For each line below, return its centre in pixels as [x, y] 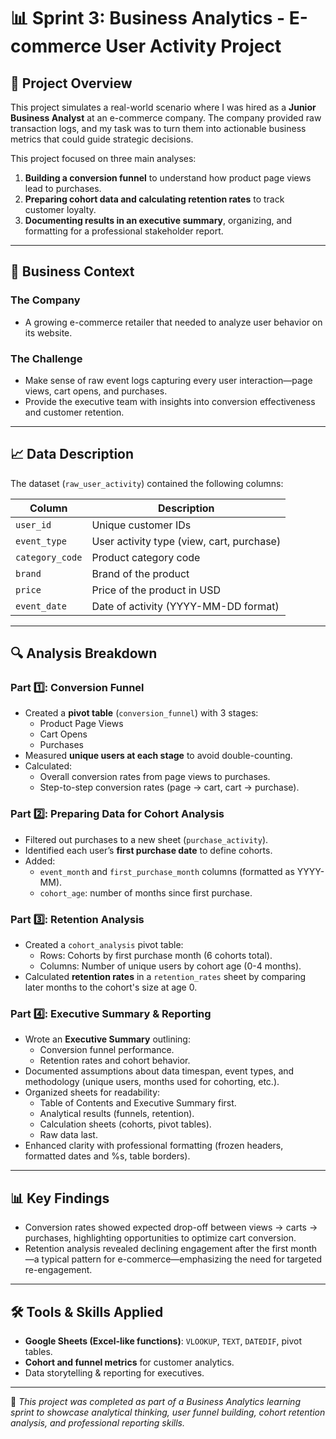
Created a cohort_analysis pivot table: [104, 945]
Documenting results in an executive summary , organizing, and [158, 220]
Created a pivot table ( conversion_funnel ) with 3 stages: [141, 713]
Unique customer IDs [141, 525]
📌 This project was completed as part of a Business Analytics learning [155, 1401]
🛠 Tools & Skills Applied [87, 1311]
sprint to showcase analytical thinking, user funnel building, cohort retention [168, 1412]
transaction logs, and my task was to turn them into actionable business [158, 128]
